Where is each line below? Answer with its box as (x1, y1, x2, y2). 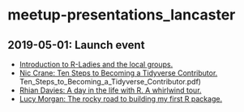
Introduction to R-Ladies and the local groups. (19, 59, 173, 69)
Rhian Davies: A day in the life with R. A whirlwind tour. (19, 85, 202, 95)
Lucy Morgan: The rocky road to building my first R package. (19, 94, 223, 103)
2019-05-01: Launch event (7, 38, 145, 52)
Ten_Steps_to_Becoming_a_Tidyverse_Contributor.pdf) (19, 77, 202, 86)
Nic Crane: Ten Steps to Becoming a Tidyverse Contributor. (19, 68, 218, 78)
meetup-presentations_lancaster (7, 6, 236, 24)
